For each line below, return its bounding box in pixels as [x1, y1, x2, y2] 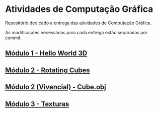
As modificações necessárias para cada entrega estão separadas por [5, 29, 148, 35]
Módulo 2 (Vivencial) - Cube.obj [5, 83, 106, 91]
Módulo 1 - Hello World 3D [5, 49, 87, 57]
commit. [5, 35, 22, 41]
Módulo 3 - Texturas [5, 100, 70, 108]
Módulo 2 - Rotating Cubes [5, 66, 90, 74]
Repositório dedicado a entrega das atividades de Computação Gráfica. [5, 20, 152, 26]
